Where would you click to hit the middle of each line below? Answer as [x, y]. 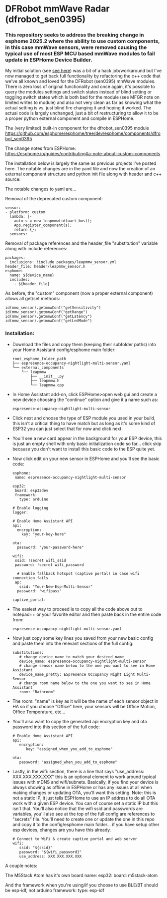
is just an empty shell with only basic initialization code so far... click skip [87, 444]
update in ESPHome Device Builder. [49, 60]
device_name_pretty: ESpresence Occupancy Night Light [77, 674]
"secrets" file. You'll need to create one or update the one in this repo [83, 819]
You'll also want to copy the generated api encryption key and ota [80, 721]
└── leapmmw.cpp [47, 385]
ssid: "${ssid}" [36, 848]
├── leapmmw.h [45, 381]
